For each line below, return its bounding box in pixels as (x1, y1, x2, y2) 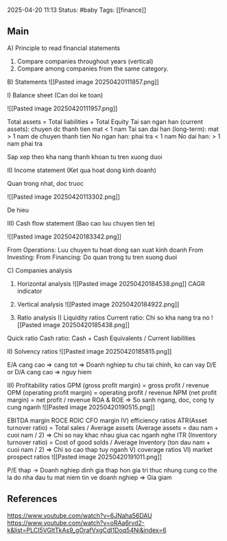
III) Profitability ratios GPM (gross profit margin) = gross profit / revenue (7, 381, 209, 389)
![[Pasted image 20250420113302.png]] (7, 192, 120, 201)
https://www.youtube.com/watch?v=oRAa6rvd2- (7, 518, 145, 527)
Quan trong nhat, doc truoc (7, 179, 84, 187)
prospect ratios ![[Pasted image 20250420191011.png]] (7, 453, 163, 461)
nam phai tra (7, 139, 43, 147)
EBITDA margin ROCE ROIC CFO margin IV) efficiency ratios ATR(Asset (7, 416, 208, 424)
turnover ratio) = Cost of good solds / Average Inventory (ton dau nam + (7, 438, 211, 446)
